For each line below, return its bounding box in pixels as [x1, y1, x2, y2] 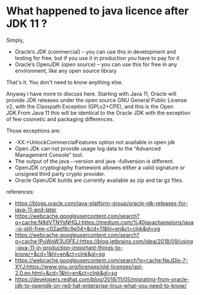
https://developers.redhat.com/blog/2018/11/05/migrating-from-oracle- [14, 275, 189, 282]
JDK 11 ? [6, 17, 48, 30]
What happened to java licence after [6, 4, 189, 18]
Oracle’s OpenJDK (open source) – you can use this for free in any [14, 61, 177, 68]
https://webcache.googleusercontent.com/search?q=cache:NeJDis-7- [14, 256, 189, 263]
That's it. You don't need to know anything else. [6, 79, 123, 86]
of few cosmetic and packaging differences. [6, 115, 114, 123]
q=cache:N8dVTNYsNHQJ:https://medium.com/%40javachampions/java [14, 219, 194, 226]
